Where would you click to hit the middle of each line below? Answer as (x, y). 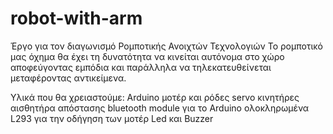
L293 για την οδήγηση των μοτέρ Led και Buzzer (112, 118)
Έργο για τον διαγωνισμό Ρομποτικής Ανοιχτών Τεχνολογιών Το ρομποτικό (167, 46)
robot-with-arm (76, 18)
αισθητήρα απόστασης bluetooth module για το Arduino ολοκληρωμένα (160, 108)
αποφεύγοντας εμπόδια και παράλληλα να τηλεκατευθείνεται (141, 67)
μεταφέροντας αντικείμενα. (68, 78)
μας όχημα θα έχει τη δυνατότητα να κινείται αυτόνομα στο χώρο (147, 56)
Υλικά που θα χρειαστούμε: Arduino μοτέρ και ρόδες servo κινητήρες (155, 97)
